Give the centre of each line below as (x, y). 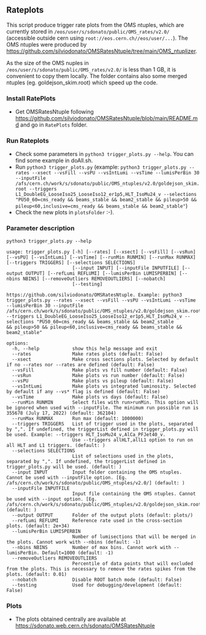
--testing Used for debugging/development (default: (97, 585)
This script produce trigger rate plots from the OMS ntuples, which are (95, 25)
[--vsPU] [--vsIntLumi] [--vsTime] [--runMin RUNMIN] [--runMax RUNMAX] (101, 257)
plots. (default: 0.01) (37, 574)
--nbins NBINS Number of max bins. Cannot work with (92, 547)
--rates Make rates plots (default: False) (88, 354)
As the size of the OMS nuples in (48, 63)
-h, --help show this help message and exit (85, 349)
